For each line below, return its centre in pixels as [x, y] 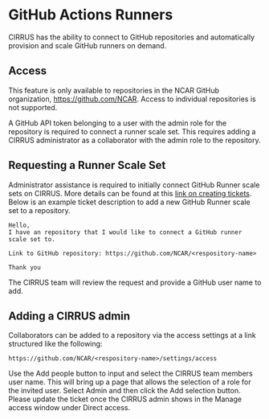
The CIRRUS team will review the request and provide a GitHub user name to [135, 282]
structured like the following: [55, 344]
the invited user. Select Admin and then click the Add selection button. [124, 391]
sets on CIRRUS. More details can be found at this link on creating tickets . [130, 193]
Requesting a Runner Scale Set [87, 165]
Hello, [19, 225]
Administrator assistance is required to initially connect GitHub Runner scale [134, 185]
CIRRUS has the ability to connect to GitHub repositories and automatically [132, 37]
